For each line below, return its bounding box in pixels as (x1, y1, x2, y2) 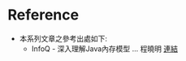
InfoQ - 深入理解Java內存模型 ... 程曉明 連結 (31, 43, 179, 54)
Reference (7, 6, 79, 24)
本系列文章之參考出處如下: (19, 33, 107, 43)
